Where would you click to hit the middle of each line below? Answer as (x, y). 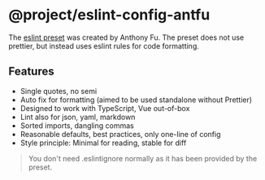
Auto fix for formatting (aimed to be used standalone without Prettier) (136, 100)
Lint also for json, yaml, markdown (78, 117)
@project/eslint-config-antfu (109, 15)
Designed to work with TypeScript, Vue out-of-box (105, 108)
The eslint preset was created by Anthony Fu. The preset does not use (126, 37)
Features (31, 72)
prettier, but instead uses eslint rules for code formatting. (104, 45)
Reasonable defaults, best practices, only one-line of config (120, 134)
